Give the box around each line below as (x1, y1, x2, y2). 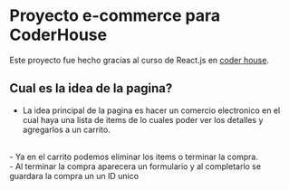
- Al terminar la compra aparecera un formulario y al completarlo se (9, 160, 261, 172)
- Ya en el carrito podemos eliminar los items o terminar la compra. (9, 151, 258, 162)
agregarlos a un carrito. (22, 124, 111, 135)
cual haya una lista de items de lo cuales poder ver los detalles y (22, 114, 264, 125)
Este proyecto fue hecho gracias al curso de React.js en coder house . (9, 54, 270, 65)
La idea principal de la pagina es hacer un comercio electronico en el (22, 105, 281, 116)
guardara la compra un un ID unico (9, 170, 139, 181)
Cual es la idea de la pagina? (9, 81, 173, 96)
